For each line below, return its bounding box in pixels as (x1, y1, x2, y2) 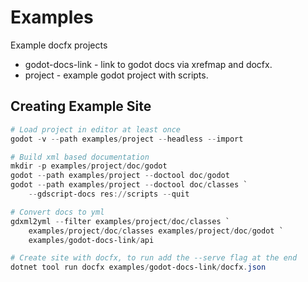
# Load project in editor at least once (10, 124, 182, 135)
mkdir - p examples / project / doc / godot (10, 161, 168, 171)
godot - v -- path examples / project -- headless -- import (10, 134, 244, 144)
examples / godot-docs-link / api (28, 235, 155, 245)
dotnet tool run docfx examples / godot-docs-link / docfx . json (10, 262, 267, 273)
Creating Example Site (10, 98, 152, 115)
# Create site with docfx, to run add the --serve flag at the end (10, 253, 298, 263)
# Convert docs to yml (10, 207, 105, 217)
